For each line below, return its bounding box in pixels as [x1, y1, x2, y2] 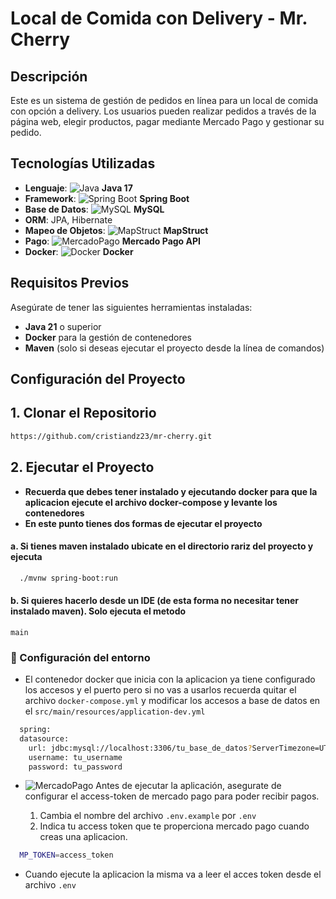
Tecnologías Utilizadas [10, 155, 156, 172]
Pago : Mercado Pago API [24, 235, 201, 247]
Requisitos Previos [10, 275, 130, 292]
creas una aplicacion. [39, 831, 128, 843]
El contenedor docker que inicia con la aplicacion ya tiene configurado [24, 673, 316, 686]
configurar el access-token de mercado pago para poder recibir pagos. [24, 790, 320, 802]
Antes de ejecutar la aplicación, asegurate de [95, 780, 282, 792]
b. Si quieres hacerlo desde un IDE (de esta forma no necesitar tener [10, 595, 300, 607]
